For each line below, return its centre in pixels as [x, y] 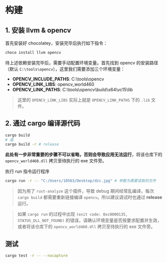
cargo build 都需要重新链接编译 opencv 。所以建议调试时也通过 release [90, 197]
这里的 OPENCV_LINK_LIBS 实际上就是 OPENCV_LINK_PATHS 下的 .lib [84, 100]
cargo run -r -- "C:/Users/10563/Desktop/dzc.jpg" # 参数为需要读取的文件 [81, 181]
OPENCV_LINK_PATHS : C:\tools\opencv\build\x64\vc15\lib [73, 89]
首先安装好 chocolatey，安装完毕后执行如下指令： [57, 43]
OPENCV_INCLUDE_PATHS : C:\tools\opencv [58, 79]
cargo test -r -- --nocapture [37, 256]
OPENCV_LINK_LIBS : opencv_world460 [53, 84]
